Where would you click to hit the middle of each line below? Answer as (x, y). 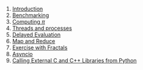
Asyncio (22, 54)
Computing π (28, 22)
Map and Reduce (34, 41)
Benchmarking (31, 15)
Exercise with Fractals (40, 47)
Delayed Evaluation (36, 35)
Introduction (28, 9)
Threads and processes (42, 28)
